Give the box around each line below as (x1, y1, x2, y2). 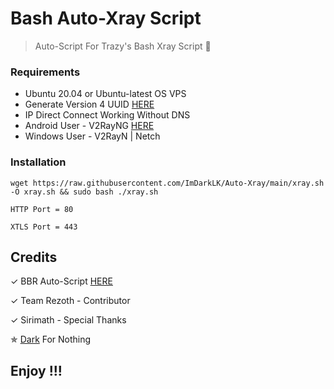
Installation (10, 155, 67, 169)
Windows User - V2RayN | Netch (24, 130, 161, 142)
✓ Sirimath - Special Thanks (10, 314, 127, 326)
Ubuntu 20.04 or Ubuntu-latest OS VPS (24, 88, 187, 100)
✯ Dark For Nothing (10, 333, 92, 346)
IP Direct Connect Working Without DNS (24, 109, 191, 121)
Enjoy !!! (10, 362, 63, 379)
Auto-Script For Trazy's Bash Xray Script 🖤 (34, 40, 212, 52)
